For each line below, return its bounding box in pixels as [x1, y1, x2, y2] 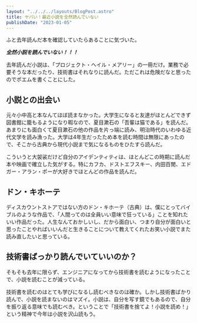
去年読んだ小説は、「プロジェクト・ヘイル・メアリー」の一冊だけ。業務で [6, 61, 184, 68]
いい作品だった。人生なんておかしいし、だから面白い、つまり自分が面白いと [6, 218, 191, 225]
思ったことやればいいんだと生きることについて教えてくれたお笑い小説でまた [6, 226, 191, 233]
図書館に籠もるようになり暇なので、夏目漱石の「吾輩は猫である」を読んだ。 [6, 119, 191, 126]
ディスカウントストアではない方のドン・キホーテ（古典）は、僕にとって [6, 204, 181, 210]
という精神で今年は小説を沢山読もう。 [6, 310, 99, 317]
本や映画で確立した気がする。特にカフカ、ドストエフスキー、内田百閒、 [6, 161, 181, 168]
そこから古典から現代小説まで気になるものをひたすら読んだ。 [16, 141, 166, 148]
